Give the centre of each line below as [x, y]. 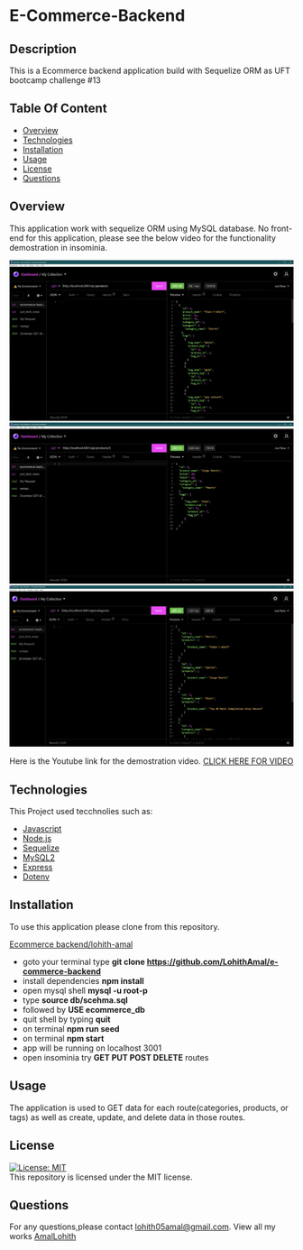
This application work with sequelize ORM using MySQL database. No [139, 228]
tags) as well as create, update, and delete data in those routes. [128, 1117]
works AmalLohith [43, 1236]
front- [281, 228]
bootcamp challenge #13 [55, 80]
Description [43, 49]
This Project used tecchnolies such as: [81, 812]
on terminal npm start [63, 1038]
